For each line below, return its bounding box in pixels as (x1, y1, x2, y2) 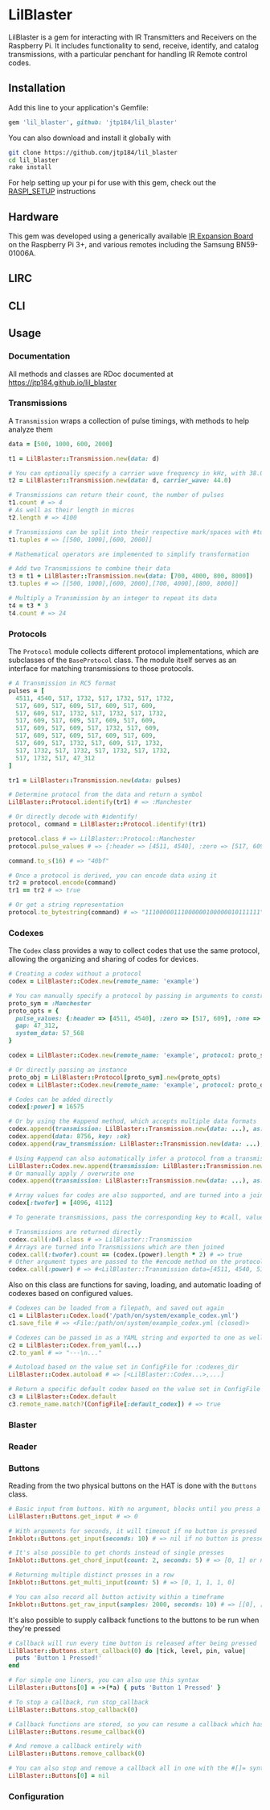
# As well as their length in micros (8, 506, 135, 515)
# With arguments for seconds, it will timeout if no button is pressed (8, 1526, 257, 1535)
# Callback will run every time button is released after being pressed (8, 1639, 257, 1647)
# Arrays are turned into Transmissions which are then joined (8, 1243, 225, 1251)
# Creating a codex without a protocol (8, 970, 142, 978)
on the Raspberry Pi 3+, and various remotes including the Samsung (8, 240, 235, 250)
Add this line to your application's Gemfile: (8, 102, 149, 112)
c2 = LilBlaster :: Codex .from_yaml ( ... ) (8, 1341, 142, 1349)
